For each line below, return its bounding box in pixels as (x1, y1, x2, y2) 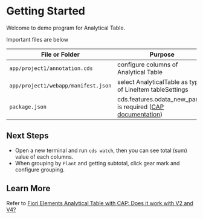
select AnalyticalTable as (117, 77, 188, 86)
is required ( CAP (117, 103, 164, 111)
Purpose (149, 50, 175, 59)
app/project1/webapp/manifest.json (9, 82, 112, 89)
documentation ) (117, 110, 163, 118)
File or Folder (41, 50, 80, 59)
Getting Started (6, 4, 86, 18)
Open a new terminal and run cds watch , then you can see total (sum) (14, 147, 187, 154)
